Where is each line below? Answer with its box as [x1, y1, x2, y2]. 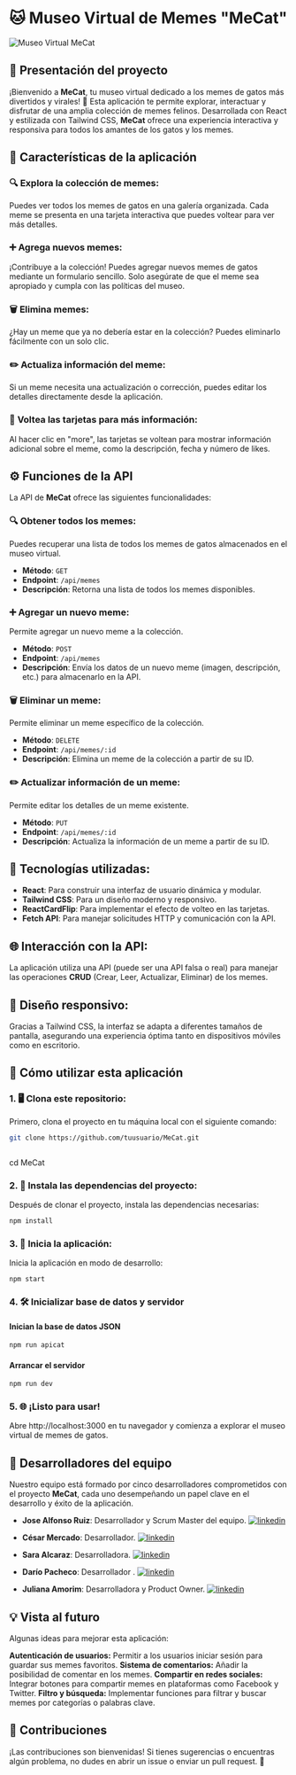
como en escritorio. [9, 1040, 80, 1051]
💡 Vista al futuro [9, 1609, 100, 1624]
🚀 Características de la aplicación [9, 150, 197, 165]
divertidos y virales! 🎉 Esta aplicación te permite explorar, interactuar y [9, 96, 267, 106]
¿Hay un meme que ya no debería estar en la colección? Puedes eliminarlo [9, 327, 281, 338]
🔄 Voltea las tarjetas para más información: [9, 414, 198, 426]
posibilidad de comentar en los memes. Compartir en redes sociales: [9, 1670, 263, 1680]
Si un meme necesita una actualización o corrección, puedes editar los [9, 382, 268, 393]
